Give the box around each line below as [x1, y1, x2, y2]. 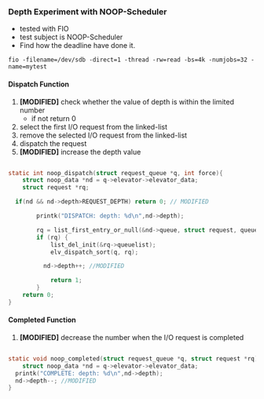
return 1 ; [49, 276, 82, 284]
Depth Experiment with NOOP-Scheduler [8, 6, 167, 17]
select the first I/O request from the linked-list [19, 122, 167, 131]
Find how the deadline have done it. [19, 41, 136, 50]
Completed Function [8, 315, 76, 324]
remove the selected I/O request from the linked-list [19, 130, 187, 140]
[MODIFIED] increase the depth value [19, 147, 141, 156]
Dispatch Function [8, 79, 69, 89]
